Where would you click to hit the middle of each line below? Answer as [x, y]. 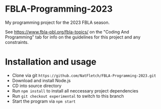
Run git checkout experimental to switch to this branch [68, 96]
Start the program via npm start [44, 101]
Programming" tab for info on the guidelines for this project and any [73, 37]
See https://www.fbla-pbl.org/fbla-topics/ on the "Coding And [67, 32]
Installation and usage [51, 62]
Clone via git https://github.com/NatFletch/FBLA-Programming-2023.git [84, 75]
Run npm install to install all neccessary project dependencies [75, 91]
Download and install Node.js [41, 80]
